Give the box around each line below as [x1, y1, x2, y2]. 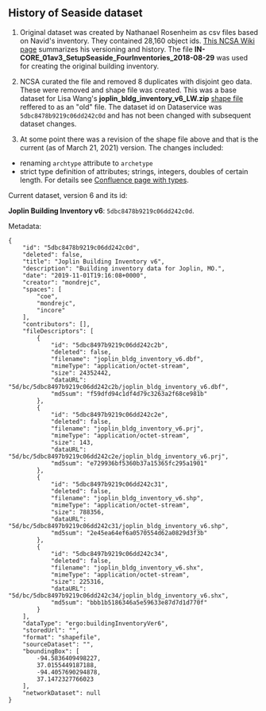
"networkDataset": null [22, 689, 102, 697]
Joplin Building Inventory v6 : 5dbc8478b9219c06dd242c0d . [8, 206, 195, 216]
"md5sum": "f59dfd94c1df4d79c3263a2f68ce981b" [50, 390, 208, 398]
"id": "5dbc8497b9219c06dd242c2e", [50, 410, 169, 418]
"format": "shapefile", [22, 633, 102, 641]
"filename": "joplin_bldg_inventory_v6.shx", [50, 564, 204, 572]
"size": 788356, [50, 508, 105, 516]
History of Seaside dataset [8, 6, 143, 20]
